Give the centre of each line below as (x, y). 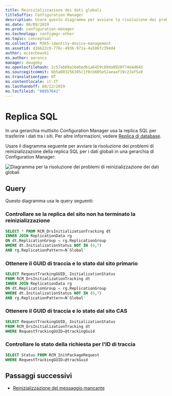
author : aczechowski (27, 53)
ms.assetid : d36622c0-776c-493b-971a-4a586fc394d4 (60, 48)
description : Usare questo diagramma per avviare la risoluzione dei (81, 19)
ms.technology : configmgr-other (40, 34)
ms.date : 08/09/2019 (27, 24)
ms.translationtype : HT (31, 77)
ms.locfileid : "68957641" (33, 91)
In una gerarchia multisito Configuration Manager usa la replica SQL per (81, 131)
